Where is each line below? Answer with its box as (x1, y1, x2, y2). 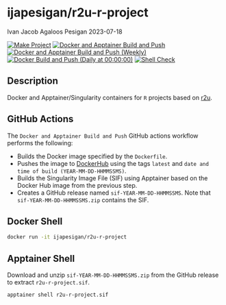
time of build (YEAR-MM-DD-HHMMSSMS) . (16, 167, 127, 175)
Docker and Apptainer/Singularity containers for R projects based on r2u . (7, 93, 212, 101)
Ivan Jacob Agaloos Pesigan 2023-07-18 (7, 27, 123, 36)
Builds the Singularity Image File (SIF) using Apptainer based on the (16, 173, 208, 182)
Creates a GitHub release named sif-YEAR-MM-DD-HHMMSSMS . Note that (16, 188, 211, 197)
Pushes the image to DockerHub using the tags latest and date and (16, 159, 209, 167)
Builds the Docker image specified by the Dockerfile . (16, 152, 168, 160)
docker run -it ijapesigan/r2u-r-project (7, 234, 127, 241)
